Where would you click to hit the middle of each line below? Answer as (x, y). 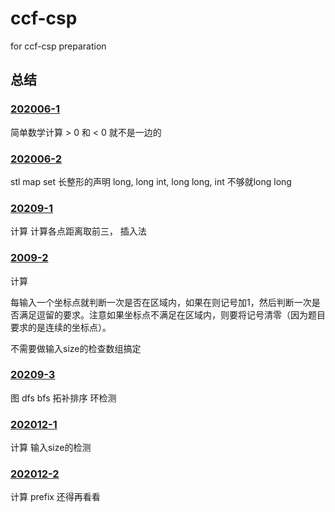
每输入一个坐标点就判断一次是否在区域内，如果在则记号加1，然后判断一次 (161, 302)
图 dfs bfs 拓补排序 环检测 (63, 398)
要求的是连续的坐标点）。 (61, 327)
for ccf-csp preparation (58, 46)
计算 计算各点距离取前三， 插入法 (78, 231)
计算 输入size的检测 (51, 448)
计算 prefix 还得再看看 (55, 497)
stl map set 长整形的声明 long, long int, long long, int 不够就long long (151, 181)
